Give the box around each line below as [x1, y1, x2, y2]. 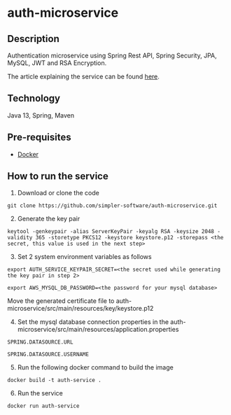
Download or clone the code [17, 189, 99, 197]
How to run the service [7, 170, 108, 183]
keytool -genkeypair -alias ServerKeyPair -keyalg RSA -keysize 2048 [7, 228, 215, 235]
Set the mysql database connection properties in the [17, 318, 169, 326]
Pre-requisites [7, 132, 71, 143]
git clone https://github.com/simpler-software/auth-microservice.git [7, 202, 218, 209]
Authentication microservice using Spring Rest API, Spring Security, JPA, [7, 51, 217, 59]
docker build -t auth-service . [7, 377, 101, 384]
